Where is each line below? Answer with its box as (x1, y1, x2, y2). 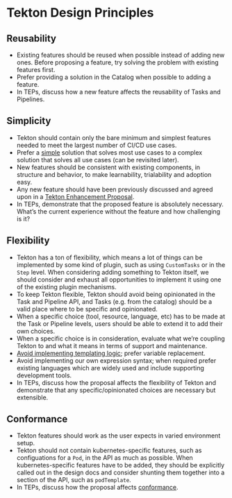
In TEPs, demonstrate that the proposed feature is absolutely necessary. (16, 200, 224, 208)
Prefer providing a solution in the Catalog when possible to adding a (16, 73, 211, 81)
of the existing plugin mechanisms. (16, 282, 117, 291)
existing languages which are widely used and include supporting (16, 363, 204, 372)
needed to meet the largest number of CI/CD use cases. (16, 141, 177, 149)
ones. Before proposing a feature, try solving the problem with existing (16, 58, 219, 67)
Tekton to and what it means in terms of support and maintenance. (16, 341, 208, 350)
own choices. (16, 327, 56, 335)
